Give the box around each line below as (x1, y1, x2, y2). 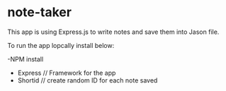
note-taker (7, 4, 72, 20)
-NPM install (7, 54, 44, 63)
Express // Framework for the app (17, 68, 116, 77)
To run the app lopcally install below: (7, 41, 115, 49)
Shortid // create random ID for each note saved (17, 75, 158, 85)
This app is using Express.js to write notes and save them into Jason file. (7, 28, 220, 36)
